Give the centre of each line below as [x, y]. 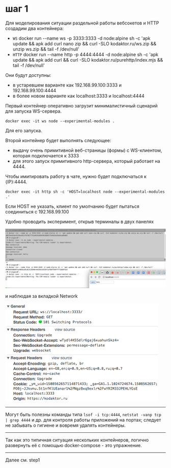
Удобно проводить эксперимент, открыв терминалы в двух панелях [80, 222]
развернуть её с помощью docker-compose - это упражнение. [74, 445]
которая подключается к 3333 [46, 155]
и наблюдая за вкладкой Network [41, 296]
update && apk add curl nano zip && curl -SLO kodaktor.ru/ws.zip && [84, 43]
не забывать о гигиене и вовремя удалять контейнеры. [65, 425]
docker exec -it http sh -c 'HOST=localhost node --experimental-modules [85, 191]
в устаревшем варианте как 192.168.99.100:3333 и [67, 85]
